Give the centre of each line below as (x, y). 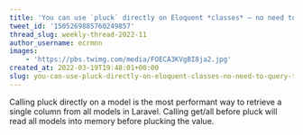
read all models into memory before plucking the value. (112, 121)
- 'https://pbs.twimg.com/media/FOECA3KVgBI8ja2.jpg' (129, 59)
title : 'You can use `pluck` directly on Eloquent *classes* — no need (147, 18)
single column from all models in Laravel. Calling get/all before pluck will (143, 111)
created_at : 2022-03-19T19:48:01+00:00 (84, 68)
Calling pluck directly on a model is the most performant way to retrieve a (146, 102)
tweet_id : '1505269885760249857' (72, 26)
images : (24, 51)
